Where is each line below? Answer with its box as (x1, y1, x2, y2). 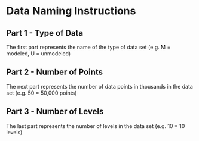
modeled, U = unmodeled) (6, 50, 71, 57)
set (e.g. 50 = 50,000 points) (6, 89, 77, 96)
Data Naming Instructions (6, 4, 136, 18)
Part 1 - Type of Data (6, 28, 84, 38)
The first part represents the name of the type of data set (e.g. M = (6, 43, 171, 51)
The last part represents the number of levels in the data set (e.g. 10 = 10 (6, 122, 185, 129)
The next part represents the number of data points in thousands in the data (6, 83, 193, 90)
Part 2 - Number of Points (6, 67, 103, 77)
